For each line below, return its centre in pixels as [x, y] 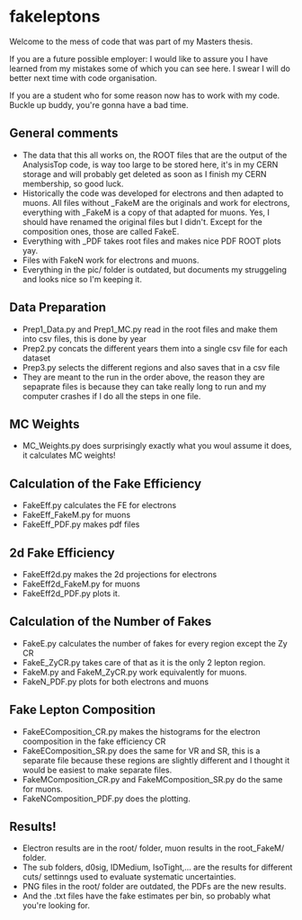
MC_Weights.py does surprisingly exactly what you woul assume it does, [157, 446]
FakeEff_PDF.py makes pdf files [81, 524]
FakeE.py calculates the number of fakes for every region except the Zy [155, 643]
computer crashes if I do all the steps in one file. [111, 396]
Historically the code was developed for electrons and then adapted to [153, 193]
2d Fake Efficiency [62, 553]
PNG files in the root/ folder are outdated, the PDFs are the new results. [154, 887]
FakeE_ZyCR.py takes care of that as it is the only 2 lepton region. [144, 662]
